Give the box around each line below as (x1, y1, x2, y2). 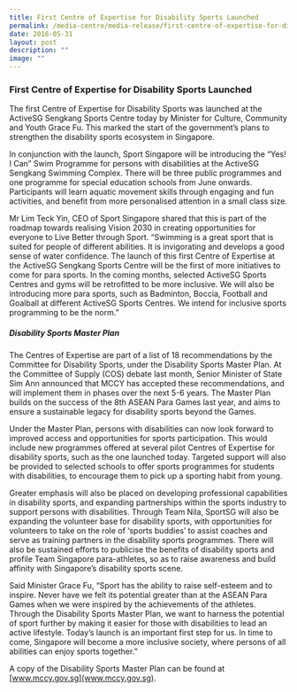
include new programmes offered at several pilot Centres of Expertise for (9, 442, 276, 453)
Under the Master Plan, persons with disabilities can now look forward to (9, 424, 274, 434)
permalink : (9, 21, 49, 30)
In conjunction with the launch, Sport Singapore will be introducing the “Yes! (9, 149, 287, 159)
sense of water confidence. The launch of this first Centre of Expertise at (9, 251, 276, 261)
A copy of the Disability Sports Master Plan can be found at (9, 664, 225, 674)
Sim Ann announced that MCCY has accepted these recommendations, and (9, 378, 285, 389)
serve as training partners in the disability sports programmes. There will (9, 535, 274, 546)
